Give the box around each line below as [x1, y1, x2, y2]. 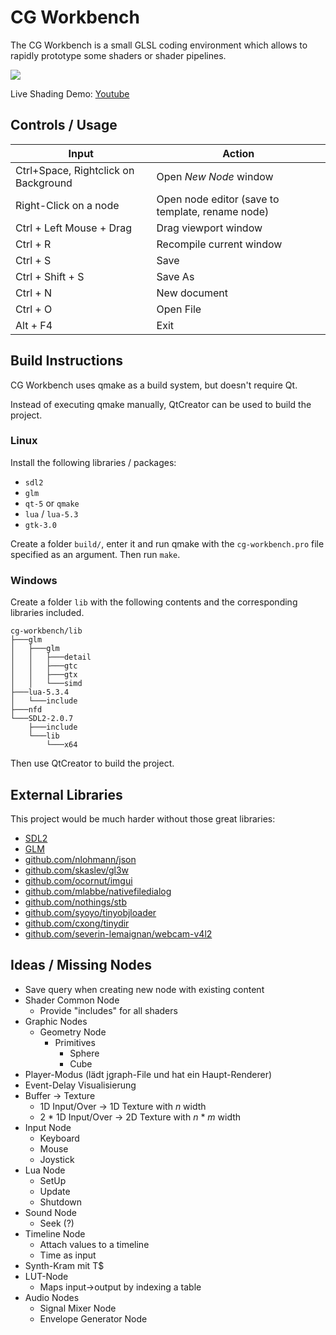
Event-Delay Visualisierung [24, 1079, 137, 1091]
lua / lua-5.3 [24, 507, 79, 520]
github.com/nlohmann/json [24, 853, 137, 865]
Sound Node [24, 1206, 77, 1218]
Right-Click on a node [15, 198, 120, 212]
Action [222, 146, 255, 160]
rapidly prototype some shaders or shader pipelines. [10, 49, 227, 61]
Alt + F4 [15, 318, 53, 332]
